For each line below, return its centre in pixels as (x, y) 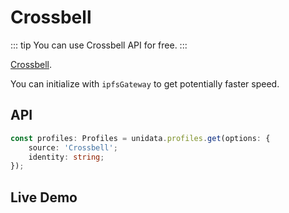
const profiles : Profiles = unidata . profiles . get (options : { (140, 138)
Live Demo (44, 197)
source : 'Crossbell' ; (73, 147)
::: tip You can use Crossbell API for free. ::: (99, 45)
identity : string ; (66, 157)
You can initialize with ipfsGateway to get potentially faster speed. (145, 83)
